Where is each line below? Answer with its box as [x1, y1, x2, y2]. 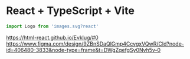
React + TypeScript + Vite [6, 4, 135, 18]
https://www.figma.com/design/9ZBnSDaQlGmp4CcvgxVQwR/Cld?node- [6, 40, 184, 47]
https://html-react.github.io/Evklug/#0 [6, 34, 99, 41]
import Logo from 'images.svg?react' [6, 23, 99, 29]
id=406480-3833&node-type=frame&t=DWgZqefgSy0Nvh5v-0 [6, 46, 161, 53]
